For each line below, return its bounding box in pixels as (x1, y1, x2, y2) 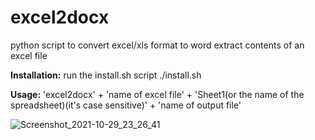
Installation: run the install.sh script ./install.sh (10, 69, 202, 81)
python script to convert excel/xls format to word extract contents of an (10, 39, 305, 51)
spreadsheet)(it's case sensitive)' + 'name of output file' (10, 99, 242, 111)
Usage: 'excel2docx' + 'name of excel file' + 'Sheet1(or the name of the (10, 88, 305, 100)
